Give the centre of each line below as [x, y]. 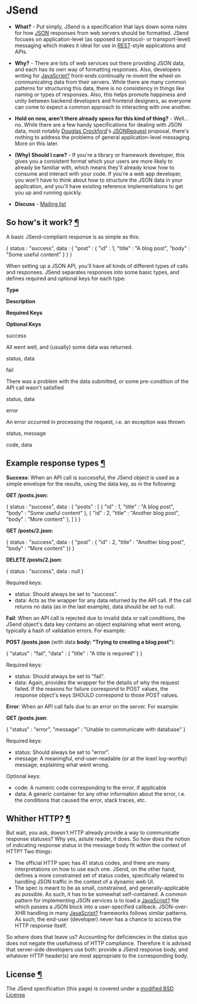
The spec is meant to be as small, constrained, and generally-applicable [102, 888]
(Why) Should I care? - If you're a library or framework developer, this [100, 155]
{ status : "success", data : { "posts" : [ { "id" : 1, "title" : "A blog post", [90, 506]
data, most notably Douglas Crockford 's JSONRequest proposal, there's [102, 131]
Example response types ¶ [56, 463]
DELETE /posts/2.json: [34, 560]
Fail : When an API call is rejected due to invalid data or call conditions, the [96, 618]
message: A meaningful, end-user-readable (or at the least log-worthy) [101, 758]
